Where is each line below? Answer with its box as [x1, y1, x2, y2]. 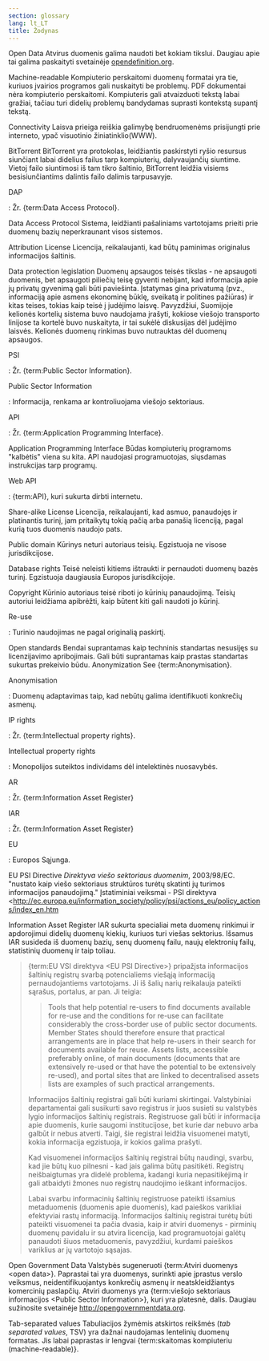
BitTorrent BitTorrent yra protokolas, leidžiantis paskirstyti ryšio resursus [8, 146, 247, 156]
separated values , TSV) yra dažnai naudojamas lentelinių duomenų [8, 1327, 230, 1337]
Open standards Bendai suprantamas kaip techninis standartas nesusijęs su [8, 643, 259, 653]
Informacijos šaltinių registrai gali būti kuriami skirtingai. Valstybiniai [27, 1095, 251, 1104]
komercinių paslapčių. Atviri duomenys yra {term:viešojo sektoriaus [8, 1286, 231, 1296]
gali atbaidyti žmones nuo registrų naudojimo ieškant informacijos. [27, 1178, 247, 1188]
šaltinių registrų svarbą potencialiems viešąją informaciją [27, 970, 215, 979]
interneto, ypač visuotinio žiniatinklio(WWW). [8, 131, 158, 140]
